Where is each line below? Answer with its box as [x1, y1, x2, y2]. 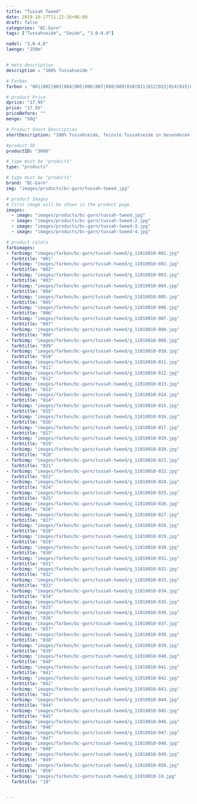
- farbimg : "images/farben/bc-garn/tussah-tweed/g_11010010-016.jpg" [6, 414, 180, 420]
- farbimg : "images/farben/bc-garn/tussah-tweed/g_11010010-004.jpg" [6, 282, 180, 289]
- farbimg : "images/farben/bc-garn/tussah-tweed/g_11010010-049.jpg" [6, 751, 180, 758]
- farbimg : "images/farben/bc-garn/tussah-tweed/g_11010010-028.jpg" [6, 523, 180, 529]
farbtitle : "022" [11, 473, 54, 479]
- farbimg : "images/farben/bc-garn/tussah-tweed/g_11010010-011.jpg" [6, 359, 180, 365]
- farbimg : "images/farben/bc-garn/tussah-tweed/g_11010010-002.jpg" [6, 261, 180, 267]
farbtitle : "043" [11, 691, 54, 697]
